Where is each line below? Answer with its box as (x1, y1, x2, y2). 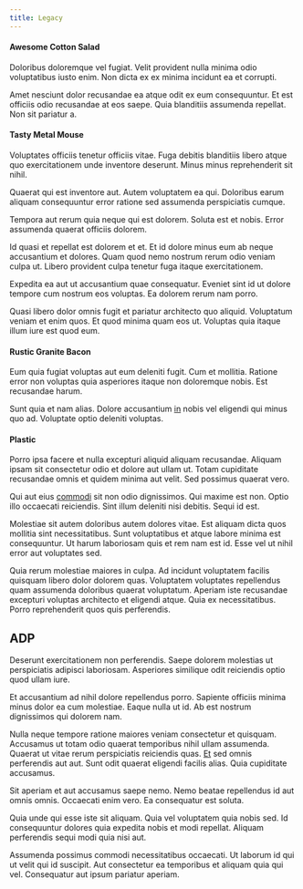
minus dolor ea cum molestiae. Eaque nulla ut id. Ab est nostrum (9, 701, 252, 712)
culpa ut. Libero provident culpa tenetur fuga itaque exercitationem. (9, 261, 264, 272)
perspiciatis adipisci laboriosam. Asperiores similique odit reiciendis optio (9, 665, 286, 676)
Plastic (9, 434, 37, 445)
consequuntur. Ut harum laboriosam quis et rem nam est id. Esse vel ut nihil (9, 538, 294, 549)
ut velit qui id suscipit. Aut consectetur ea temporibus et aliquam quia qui (9, 859, 284, 871)
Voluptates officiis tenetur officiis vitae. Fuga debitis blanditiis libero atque (9, 150, 287, 160)
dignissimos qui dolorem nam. (9, 711, 123, 722)
